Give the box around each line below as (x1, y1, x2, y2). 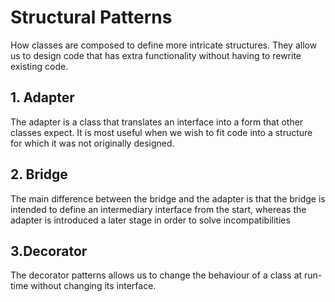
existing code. (10, 60, 69, 72)
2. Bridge (10, 166, 68, 183)
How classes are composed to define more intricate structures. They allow (10, 39, 318, 51)
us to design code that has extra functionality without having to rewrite (10, 49, 302, 61)
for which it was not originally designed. (10, 137, 175, 149)
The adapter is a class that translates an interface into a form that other (10, 116, 304, 128)
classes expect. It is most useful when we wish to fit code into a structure (10, 126, 313, 138)
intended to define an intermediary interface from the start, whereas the (10, 203, 307, 215)
